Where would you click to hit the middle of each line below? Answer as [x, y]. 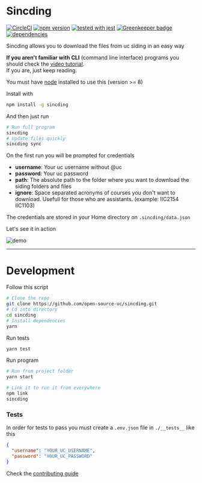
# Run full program [31, 127]
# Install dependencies [36, 320]
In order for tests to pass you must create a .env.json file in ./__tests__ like [100, 428]
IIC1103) [25, 205]
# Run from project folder [40, 372]
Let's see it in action [31, 229]
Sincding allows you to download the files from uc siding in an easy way [95, 46]
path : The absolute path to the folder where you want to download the [102, 180]
